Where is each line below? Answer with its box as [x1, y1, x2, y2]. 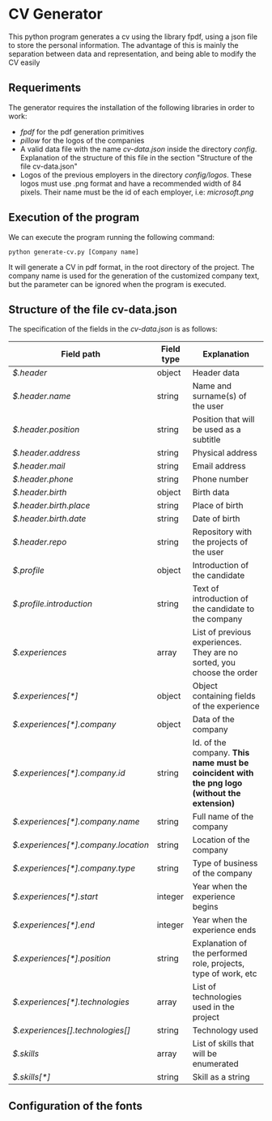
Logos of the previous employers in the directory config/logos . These [19, 169, 253, 179]
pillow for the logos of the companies [19, 135, 145, 145]
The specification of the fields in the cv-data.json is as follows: [8, 324, 219, 334]
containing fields [192, 691, 257, 702]
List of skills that [192, 1038, 254, 1050]
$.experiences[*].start [12, 891, 99, 902]
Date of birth [192, 513, 240, 524]
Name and [192, 380, 232, 391]
